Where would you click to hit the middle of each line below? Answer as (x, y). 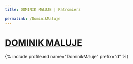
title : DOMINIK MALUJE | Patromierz (43, 10)
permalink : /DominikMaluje (33, 18)
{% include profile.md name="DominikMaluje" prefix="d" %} (67, 57)
